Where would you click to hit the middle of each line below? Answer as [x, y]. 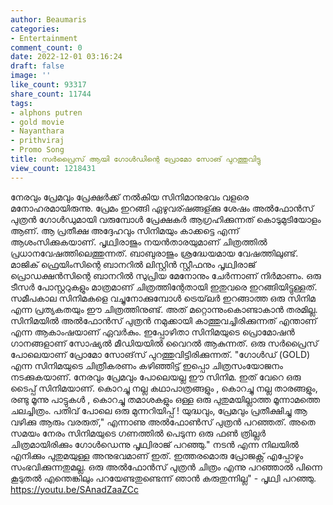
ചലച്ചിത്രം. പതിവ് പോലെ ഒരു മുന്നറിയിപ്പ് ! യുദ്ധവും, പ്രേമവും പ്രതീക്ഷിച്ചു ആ [159, 410]
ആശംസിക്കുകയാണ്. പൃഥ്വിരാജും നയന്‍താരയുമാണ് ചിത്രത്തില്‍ [139, 242]
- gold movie [37, 122]
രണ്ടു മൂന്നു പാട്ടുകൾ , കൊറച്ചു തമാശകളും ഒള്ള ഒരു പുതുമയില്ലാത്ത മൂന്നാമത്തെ [165, 399]
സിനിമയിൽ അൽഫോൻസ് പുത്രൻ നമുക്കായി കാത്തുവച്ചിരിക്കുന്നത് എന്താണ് [164, 320]
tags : [21, 103]
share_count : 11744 [51, 94]
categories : [35, 29]
